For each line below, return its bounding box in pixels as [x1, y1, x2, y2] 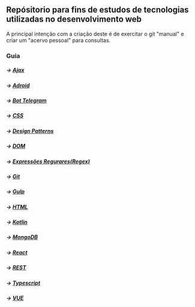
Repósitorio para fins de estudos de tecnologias [6, 5, 189, 15]
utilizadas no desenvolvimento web [6, 14, 142, 25]
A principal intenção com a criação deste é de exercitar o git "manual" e [6, 30, 184, 37]
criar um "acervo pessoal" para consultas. [6, 36, 111, 44]
